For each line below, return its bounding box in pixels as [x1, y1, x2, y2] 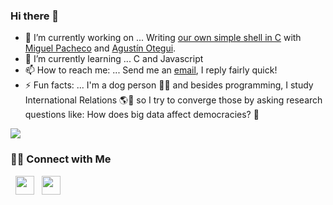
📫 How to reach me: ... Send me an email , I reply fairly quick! [24, 64, 278, 76]
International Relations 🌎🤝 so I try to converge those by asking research [24, 94, 323, 106]
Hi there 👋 [10, 9, 60, 23]
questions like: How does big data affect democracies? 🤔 [24, 109, 260, 121]
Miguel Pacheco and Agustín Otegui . [24, 42, 177, 54]
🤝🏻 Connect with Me [10, 152, 112, 166]
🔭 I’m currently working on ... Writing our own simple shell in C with [24, 32, 302, 44]
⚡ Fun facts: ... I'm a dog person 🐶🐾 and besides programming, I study [24, 79, 314, 91]
